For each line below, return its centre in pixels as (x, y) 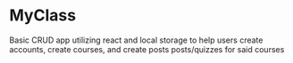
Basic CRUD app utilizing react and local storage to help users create (136, 40)
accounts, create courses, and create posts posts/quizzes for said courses (147, 49)
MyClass (43, 16)
